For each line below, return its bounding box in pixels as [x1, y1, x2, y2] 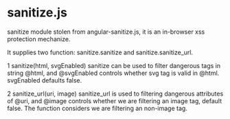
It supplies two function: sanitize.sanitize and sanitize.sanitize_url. [7, 48, 194, 56]
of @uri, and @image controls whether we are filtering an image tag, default [7, 96, 222, 105]
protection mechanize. [7, 34, 71, 43]
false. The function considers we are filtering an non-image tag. [7, 104, 187, 112]
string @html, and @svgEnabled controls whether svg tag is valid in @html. [7, 69, 220, 77]
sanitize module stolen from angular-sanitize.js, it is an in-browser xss [7, 28, 205, 36]
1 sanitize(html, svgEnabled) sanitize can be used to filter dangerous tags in [7, 61, 221, 69]
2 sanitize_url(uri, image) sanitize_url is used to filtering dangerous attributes [7, 89, 224, 98]
